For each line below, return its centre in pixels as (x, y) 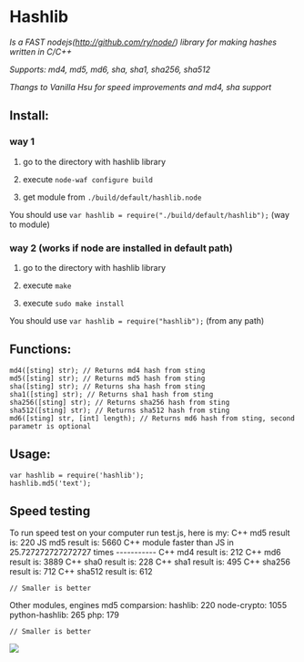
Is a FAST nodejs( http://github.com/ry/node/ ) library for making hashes (143, 42)
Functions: (41, 350)
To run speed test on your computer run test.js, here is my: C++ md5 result (150, 533)
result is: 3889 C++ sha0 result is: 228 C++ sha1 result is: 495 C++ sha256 (150, 562)
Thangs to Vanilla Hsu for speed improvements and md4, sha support (141, 87)
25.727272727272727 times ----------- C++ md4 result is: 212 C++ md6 (146, 553)
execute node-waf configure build (87, 179)
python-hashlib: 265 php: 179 (65, 615)
